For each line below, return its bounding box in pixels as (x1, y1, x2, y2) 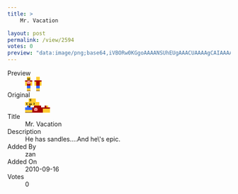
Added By (7, 142, 37, 151)
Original (7, 91, 30, 99)
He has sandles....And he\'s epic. (25, 135, 120, 143)
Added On (7, 157, 38, 166)
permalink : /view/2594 (7, 36, 74, 43)
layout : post (7, 30, 46, 37)
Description (7, 127, 41, 135)
